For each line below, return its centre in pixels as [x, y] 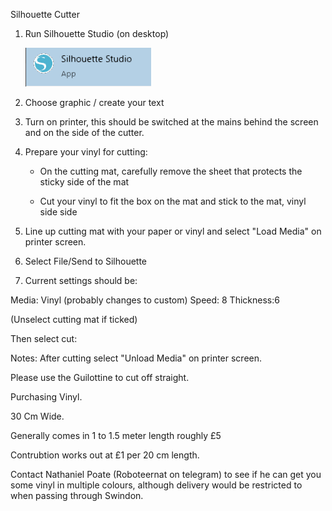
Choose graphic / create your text [94, 102]
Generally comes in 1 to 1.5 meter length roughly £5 [116, 435]
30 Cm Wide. [37, 416]
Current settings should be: [81, 280]
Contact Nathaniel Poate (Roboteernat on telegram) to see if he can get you [166, 474]
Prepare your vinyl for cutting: [86, 152]
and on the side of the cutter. [84, 132]
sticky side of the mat [84, 182]
